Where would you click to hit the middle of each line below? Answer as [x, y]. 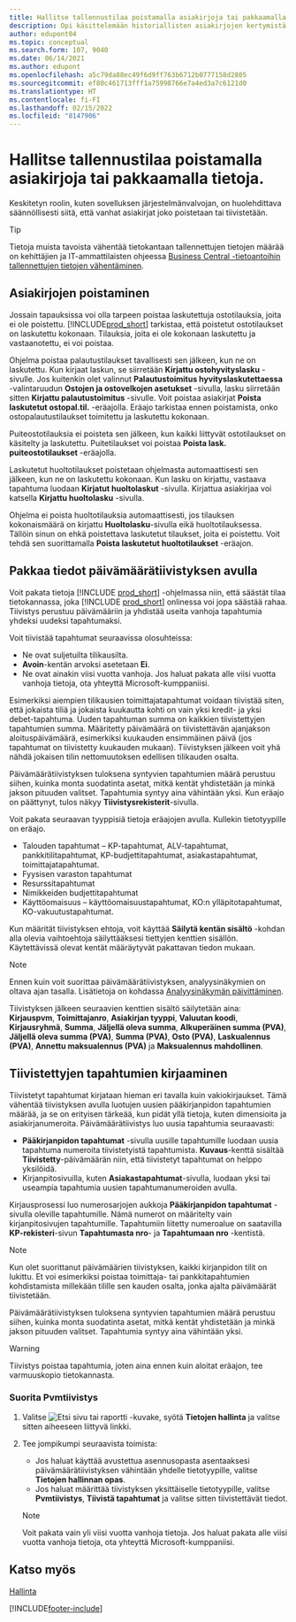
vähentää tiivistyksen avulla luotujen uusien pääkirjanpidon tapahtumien [140, 1104]
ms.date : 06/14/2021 [47, 58]
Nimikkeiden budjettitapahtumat [80, 892]
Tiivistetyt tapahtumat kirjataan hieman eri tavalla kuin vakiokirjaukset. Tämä [148, 1095]
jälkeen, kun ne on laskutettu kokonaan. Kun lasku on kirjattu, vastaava [138, 479]
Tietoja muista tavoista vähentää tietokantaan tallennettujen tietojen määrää [147, 247]
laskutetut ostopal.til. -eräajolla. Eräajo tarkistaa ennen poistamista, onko [144, 407]
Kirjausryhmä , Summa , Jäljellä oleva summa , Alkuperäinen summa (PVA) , [148, 1026]
